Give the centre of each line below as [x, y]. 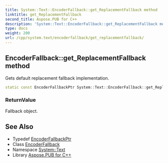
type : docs [16, 29]
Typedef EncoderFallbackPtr [42, 139]
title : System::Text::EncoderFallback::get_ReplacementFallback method [81, 10]
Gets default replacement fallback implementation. [57, 78]
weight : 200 [17, 33]
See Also [19, 127]
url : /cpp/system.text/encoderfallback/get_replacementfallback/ [74, 38]
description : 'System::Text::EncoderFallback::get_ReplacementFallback [81, 24]
